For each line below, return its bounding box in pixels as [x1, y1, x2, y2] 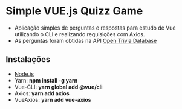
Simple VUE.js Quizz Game [5, 4, 143, 18]
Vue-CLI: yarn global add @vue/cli [14, 83, 103, 90]
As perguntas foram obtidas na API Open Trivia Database [14, 37, 157, 44]
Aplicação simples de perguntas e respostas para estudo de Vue [14, 24, 176, 31]
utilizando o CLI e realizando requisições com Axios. [14, 30, 145, 37]
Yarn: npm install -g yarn [14, 76, 78, 84]
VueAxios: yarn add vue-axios [14, 96, 91, 103]
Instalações [5, 54, 51, 64]
